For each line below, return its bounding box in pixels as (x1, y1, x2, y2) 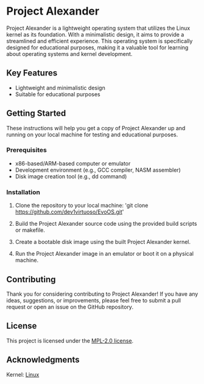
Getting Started (6, 108, 66, 119)
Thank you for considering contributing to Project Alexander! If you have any (6, 290, 199, 298)
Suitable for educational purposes (15, 90, 100, 98)
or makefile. (15, 226, 46, 234)
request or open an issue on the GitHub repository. (6, 303, 134, 310)
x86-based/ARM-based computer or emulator (15, 159, 131, 167)
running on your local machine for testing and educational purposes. (6, 131, 178, 138)
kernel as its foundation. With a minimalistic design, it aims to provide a (6, 30, 185, 38)
